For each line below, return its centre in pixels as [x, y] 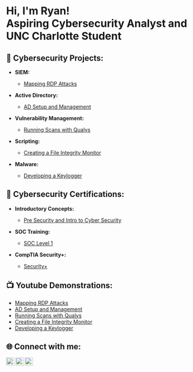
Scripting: [27, 141]
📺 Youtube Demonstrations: [59, 286]
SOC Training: [32, 231]
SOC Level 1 [38, 243]
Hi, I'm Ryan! [38, 11]
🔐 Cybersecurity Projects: [55, 58]
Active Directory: [36, 95]
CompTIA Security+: [40, 255]
